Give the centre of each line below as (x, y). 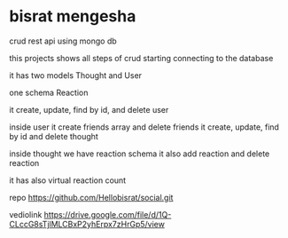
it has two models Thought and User (76, 75)
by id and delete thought (54, 136)
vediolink (26, 214)
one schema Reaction (49, 92)
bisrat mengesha (73, 16)
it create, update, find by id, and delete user (89, 109)
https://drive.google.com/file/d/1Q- (108, 214)
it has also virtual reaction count (68, 180)
